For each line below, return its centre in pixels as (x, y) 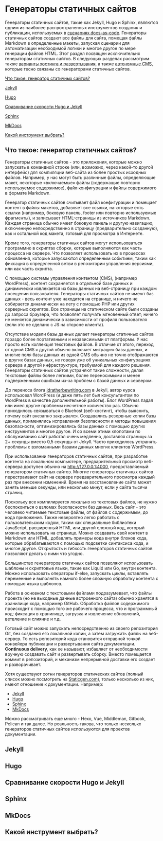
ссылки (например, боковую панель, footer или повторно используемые (81, 213)
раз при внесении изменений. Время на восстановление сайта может (78, 482)
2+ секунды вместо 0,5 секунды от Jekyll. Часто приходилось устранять (81, 442)
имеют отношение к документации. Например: (54, 684)
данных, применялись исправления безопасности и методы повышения (81, 421)
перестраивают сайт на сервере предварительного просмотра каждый (80, 477)
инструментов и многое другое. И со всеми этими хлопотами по (73, 431)
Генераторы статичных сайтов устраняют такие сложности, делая (74, 370)
